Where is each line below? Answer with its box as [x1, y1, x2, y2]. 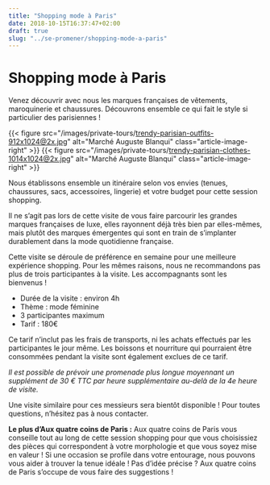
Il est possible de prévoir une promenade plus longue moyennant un [8, 367, 235, 377]
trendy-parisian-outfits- [135, 128, 214, 138]
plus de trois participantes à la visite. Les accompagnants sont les [8, 269, 227, 279]
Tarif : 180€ [19, 319, 59, 329]
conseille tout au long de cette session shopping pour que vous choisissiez [8, 433, 258, 443]
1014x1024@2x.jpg [8, 154, 71, 164]
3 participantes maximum [19, 311, 105, 321]
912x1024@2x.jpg [8, 137, 68, 147]
